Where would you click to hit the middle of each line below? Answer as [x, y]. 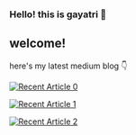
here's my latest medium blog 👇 [68, 66]
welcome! [37, 44]
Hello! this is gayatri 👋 [58, 14]
